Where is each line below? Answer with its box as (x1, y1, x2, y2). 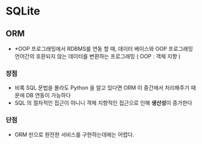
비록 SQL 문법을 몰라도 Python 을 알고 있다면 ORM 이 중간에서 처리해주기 (14, 84, 190, 91)
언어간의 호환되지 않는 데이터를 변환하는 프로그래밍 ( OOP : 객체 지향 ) (14, 53, 181, 60)
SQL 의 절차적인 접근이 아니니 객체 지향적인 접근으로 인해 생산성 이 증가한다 (14, 99, 193, 106)
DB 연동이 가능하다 (26, 92, 71, 99)
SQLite (5, 4, 41, 18)
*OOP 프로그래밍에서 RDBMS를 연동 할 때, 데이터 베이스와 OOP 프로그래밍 (14, 45, 193, 52)
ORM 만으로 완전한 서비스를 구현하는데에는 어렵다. (14, 131, 134, 138)
